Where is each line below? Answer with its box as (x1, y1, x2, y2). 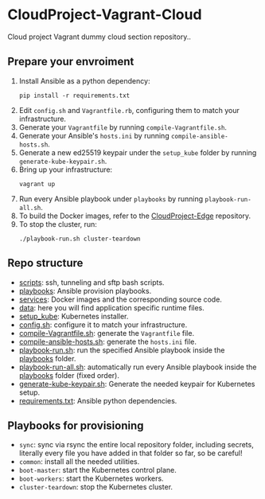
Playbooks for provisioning (7, 419, 144, 432)
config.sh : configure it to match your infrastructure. (18, 320, 188, 329)
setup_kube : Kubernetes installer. (18, 311, 129, 321)
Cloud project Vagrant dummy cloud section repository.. (7, 32, 192, 41)
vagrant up (18, 180, 56, 188)
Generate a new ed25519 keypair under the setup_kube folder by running (18, 147, 257, 157)
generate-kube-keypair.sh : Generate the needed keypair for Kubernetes (18, 379, 255, 388)
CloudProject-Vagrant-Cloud (7, 6, 202, 24)
